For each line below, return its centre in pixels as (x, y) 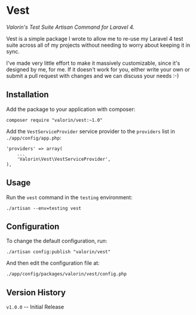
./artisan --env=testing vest (44, 208)
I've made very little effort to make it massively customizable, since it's (93, 63)
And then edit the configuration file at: (53, 263)
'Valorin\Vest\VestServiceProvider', (64, 159)
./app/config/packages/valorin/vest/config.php (67, 274)
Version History (36, 292)
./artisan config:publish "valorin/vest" (59, 252)
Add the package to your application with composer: (71, 109)
